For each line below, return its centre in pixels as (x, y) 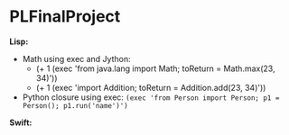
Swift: (21, 122)
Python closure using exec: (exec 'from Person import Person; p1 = (151, 97)
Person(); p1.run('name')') (75, 105)
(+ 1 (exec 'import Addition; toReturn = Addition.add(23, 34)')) (151, 87)
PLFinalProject (65, 17)
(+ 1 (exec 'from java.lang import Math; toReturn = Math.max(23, (155, 68)
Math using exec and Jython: (76, 58)
